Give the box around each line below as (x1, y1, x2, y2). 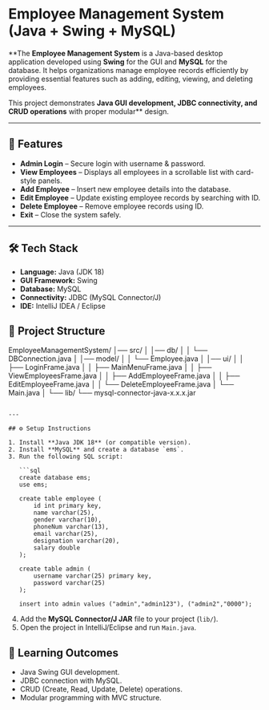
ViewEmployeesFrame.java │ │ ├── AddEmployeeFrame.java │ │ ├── (8, 371, 240, 381)
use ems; (18, 481, 48, 489)
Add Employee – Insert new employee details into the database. (19, 184, 231, 193)
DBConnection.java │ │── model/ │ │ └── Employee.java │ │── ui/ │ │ (8, 354, 244, 363)
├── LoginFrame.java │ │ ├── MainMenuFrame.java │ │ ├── (8, 363, 212, 372)
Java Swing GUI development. (19, 667, 120, 677)
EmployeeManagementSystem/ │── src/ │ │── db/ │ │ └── (8, 346, 208, 355)
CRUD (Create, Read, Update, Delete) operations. (19, 684, 183, 694)
